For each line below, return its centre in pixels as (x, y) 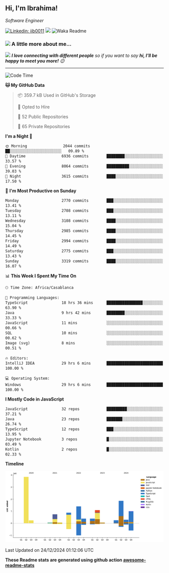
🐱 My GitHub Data (25, 85)
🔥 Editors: (17, 358)
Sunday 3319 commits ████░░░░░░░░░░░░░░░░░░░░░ (84, 261)
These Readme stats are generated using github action (64, 560)
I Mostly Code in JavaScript (35, 399)
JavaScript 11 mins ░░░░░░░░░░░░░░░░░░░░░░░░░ (84, 323)
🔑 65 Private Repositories (44, 127)
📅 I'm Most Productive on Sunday (41, 191)
